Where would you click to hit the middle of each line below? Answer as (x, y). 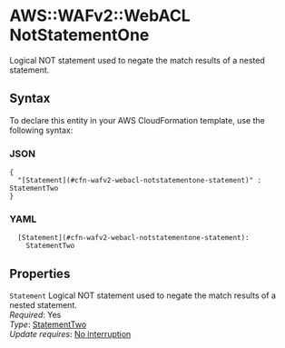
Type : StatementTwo (48, 324)
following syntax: (41, 130)
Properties (40, 273)
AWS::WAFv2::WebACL (100, 16)
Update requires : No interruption (70, 334)
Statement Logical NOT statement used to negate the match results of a (143, 295)
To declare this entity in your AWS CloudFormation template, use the (137, 120)
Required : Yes (35, 315)
